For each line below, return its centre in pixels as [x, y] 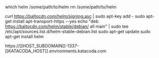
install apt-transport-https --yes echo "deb [56, 21]
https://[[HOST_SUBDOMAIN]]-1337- [42, 46]
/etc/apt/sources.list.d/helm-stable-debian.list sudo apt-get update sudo [78, 31]
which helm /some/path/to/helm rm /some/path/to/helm [61, 7]
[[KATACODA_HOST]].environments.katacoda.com [56, 51]
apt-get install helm [24, 36]
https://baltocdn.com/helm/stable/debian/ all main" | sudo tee [67, 26]
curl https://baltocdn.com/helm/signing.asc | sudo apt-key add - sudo [75, 16]
